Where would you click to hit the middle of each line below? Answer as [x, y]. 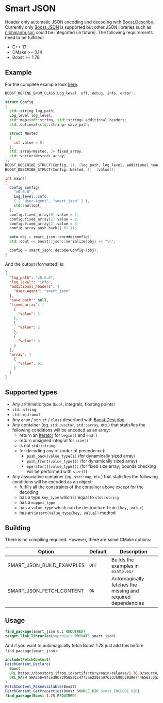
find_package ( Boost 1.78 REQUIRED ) [41, 696]
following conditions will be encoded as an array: [61, 430]
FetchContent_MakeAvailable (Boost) [41, 687]
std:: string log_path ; [32, 111]
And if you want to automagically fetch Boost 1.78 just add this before [74, 645]
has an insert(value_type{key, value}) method [67, 513]
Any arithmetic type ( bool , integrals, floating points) [64, 404]
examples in [125, 566]
